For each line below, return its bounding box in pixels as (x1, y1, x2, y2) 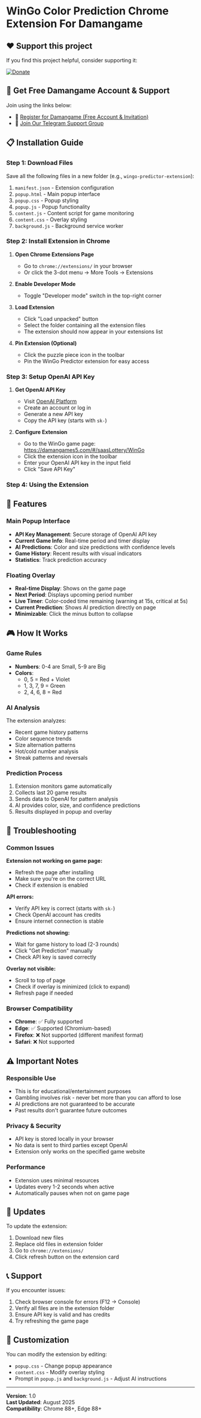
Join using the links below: (6, 101, 72, 109)
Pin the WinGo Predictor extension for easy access (23, 357, 150, 365)
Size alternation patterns (14, 741, 76, 748)
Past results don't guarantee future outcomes (14, 1106, 127, 1113)
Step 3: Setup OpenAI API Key (6, 372, 95, 381)
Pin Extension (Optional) (14, 339, 77, 347)
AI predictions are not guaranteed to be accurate (14, 1100, 135, 1107)
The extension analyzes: (6, 716, 66, 724)
